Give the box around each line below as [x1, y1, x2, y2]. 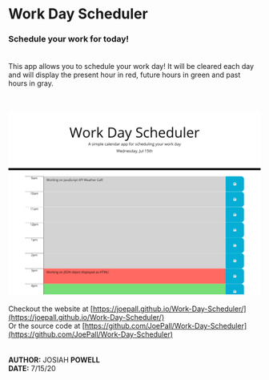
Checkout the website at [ [8, 304, 94, 313]
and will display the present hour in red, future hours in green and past [8, 70, 241, 80]
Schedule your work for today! [8, 34, 130, 45]
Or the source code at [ [8, 321, 86, 331]
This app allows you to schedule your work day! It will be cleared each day [8, 62, 255, 71]
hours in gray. [8, 79, 54, 88]
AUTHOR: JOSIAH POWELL [8, 355, 100, 365]
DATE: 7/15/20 [8, 364, 56, 374]
